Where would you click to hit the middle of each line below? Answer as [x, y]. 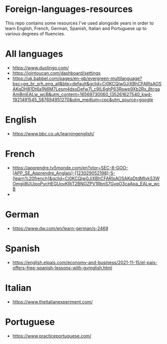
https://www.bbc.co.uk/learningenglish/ [53, 133]
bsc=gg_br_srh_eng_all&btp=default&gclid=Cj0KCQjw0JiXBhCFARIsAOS [87, 83]
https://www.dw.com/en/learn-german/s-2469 [60, 228]
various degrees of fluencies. [35, 33]
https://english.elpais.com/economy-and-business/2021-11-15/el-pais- [85, 262]
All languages [34, 54]
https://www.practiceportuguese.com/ [52, 335]
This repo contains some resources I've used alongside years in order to [80, 23]
